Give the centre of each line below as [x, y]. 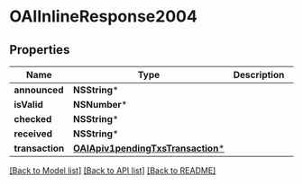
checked [33, 119]
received [33, 134]
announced [39, 90]
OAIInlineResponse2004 [104, 17]
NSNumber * [101, 105]
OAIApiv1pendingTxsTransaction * [149, 148]
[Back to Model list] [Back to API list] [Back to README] [113, 171]
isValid [28, 105]
